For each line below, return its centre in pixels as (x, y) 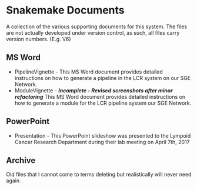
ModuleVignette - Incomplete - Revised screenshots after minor (94, 90)
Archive (21, 160)
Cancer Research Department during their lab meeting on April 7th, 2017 (102, 142)
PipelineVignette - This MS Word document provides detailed (89, 72)
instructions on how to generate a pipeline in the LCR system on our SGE (103, 78)
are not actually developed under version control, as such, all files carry (93, 32)
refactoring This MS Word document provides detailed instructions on (100, 96)
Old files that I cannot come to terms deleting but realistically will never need (99, 175)
